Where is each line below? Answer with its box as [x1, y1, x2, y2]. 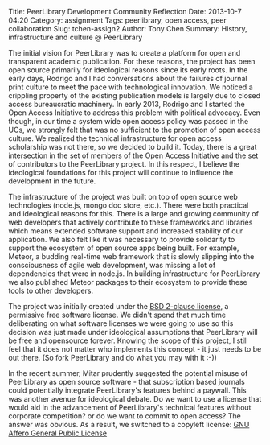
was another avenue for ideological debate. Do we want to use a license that [8, 394, 262, 403]
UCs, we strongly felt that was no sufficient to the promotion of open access [8, 125, 261, 134]
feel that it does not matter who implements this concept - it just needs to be [8, 344, 262, 353]
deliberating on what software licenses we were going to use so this [8, 319, 234, 328]
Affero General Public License [8, 428, 107, 438]
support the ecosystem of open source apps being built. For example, [8, 243, 239, 253]
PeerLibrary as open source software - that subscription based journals [8, 377, 245, 386]
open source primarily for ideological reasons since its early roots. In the [8, 65, 248, 75]
